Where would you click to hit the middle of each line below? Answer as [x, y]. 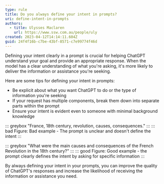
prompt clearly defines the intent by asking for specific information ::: [75, 156]
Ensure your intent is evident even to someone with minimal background [85, 111]
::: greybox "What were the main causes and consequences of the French [79, 146]
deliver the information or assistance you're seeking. [58, 71]
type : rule [16, 10]
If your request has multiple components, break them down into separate [86, 101]
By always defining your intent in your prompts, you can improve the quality [81, 165]
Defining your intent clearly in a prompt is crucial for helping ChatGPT [75, 55]
